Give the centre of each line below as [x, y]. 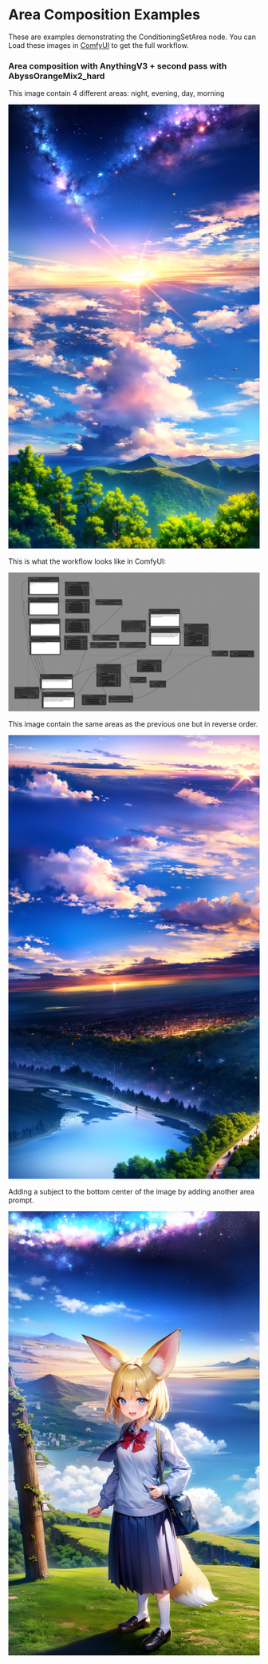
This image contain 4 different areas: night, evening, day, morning [116, 93]
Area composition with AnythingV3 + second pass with [118, 65]
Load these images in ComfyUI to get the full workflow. [99, 45]
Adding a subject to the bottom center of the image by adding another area [132, 1192]
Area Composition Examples [104, 15]
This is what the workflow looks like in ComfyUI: [87, 561]
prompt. [21, 1200]
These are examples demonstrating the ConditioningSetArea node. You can [132, 37]
